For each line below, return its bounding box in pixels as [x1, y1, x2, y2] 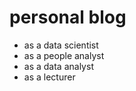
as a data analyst [23, 60, 94, 72]
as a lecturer [23, 71, 76, 83]
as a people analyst [23, 49, 105, 61]
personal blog [9, 6, 127, 29]
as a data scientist [23, 39, 99, 51]
